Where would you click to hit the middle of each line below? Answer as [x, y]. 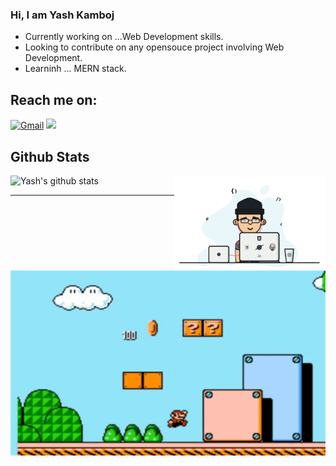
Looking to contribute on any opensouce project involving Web [154, 47]
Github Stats [50, 156]
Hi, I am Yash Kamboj [62, 15]
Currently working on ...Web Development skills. [124, 37]
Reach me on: [54, 99]
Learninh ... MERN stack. [75, 69]
